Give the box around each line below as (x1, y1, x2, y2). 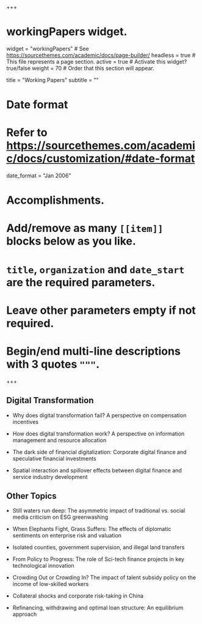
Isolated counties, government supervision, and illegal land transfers (12, 544, 185, 551)
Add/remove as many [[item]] (6, 221, 164, 236)
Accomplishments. (6, 193, 105, 207)
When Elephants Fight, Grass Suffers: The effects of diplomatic (12, 526, 171, 533)
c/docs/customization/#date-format (6, 152, 195, 166)
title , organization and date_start (6, 262, 185, 276)
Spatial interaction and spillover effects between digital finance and (12, 466, 182, 474)
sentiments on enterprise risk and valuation (12, 532, 122, 539)
